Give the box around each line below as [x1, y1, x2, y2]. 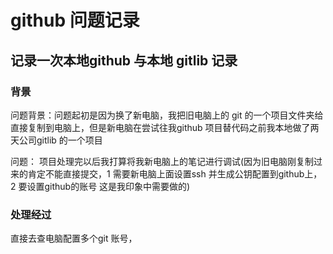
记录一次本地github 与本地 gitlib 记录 [10, 52, 238, 69]
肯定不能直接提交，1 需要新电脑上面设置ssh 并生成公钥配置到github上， [27, 167, 323, 180]
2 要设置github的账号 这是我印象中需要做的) [10, 180, 191, 192]
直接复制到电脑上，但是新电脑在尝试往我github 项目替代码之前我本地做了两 [10, 121, 320, 133]
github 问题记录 [10, 9, 140, 32]
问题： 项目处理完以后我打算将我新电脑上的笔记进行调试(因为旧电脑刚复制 [10, 155, 315, 167]
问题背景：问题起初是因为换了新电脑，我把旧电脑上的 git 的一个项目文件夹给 [10, 109, 324, 121]
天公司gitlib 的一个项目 [10, 134, 103, 146]
